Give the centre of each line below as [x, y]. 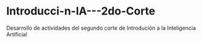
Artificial [17, 34]
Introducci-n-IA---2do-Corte [81, 11]
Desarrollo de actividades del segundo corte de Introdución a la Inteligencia [101, 28]
